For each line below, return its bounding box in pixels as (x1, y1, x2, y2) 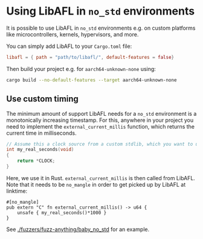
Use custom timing (6, 94, 79, 104)
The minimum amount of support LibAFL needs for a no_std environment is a (6, 110, 197, 117)
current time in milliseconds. (6, 129, 77, 136)
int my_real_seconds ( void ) (6, 147, 74, 153)
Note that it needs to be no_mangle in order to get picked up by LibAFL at (6, 181, 186, 188)
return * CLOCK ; (17, 158, 56, 164)
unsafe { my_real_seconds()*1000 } (17, 209, 107, 216)
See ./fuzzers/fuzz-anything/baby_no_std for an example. (6, 226, 150, 233)
